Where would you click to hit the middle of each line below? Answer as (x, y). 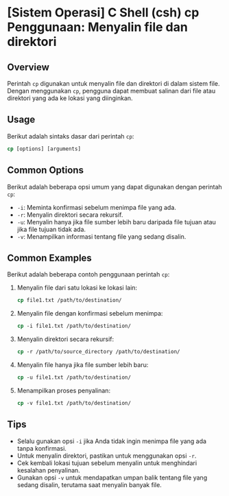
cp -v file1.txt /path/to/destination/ (74, 403)
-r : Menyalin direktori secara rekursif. (70, 215)
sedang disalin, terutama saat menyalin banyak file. (89, 484)
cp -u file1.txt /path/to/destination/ (74, 377)
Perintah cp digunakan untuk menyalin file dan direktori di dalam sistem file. (114, 83)
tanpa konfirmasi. (42, 448)
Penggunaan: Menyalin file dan (98, 27)
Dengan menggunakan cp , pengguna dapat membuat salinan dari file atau (111, 91)
